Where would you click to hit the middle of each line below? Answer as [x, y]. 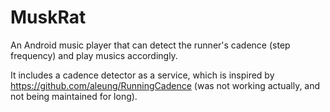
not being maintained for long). [74, 96]
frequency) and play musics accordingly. [94, 55]
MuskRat [48, 17]
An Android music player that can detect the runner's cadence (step [150, 45]
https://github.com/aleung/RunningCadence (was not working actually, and [165, 85]
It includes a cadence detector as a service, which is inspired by [142, 75]
